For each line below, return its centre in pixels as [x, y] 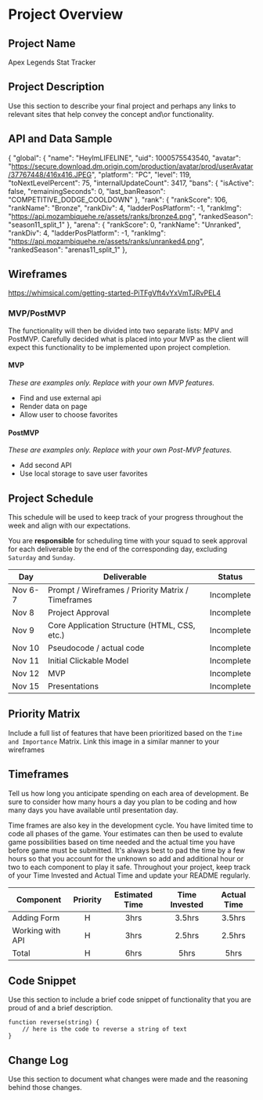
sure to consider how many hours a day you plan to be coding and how [122, 802]
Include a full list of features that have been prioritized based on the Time [125, 733]
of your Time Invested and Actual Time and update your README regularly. [129, 875]
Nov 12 [26, 673]
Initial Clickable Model [88, 660]
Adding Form [36, 918]
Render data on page [53, 406]
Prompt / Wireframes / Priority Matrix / [119, 590]
